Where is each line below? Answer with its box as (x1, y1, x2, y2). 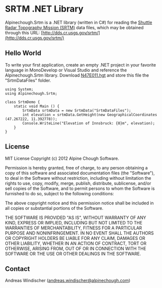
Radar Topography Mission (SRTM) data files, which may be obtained (5, 24, 144, 30)
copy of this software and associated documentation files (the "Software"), (5, 170, 155, 176)
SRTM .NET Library (5, 3, 84, 15)
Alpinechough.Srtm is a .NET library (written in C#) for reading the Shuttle (5, 19, 152, 25)
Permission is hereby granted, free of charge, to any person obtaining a (5, 165, 148, 170)
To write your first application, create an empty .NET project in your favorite (5, 62, 156, 68)
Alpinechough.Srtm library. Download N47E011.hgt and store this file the (5, 72, 149, 78)
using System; (5, 86, 34, 92)
